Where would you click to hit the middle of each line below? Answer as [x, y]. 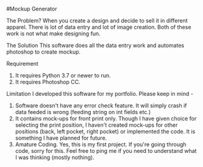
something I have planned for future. [61, 138]
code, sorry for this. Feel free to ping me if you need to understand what [106, 151]
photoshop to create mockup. [44, 52]
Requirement [22, 64]
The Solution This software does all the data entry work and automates [95, 45]
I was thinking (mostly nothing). [55, 157]
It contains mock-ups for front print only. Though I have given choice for [106, 119]
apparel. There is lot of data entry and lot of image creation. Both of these [99, 27]
